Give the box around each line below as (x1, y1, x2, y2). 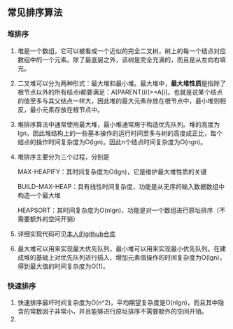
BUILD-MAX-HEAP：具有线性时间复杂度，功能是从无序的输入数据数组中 (17, 182, 225, 190)
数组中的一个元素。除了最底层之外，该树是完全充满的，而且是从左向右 (17, 55, 220, 64)
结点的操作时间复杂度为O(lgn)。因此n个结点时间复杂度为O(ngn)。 (17, 137, 207, 146)
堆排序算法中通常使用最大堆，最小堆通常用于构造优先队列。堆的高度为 (17, 120, 220, 128)
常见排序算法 (7, 6, 63, 19)
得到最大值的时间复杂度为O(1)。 (17, 262, 110, 270)
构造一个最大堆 (17, 191, 61, 199)
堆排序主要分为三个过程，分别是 (17, 153, 110, 161)
